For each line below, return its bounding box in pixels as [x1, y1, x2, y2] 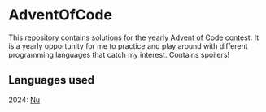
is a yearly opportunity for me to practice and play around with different [8, 41, 248, 50]
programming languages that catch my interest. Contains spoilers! [8, 50, 230, 59]
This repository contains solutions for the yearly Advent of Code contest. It [8, 32, 259, 42]
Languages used [8, 73, 95, 87]
